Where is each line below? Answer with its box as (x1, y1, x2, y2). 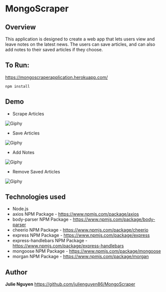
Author (5, 268, 27, 277)
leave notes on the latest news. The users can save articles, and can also (5, 41, 156, 47)
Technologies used (5, 193, 66, 201)
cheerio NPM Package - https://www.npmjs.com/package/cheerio (12, 227, 149, 233)
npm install (5, 84, 30, 89)
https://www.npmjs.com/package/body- (73, 216, 156, 222)
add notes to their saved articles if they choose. (5, 47, 103, 52)
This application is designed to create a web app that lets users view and (5, 36, 155, 42)
